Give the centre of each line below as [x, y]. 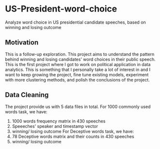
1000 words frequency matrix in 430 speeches [59, 121]
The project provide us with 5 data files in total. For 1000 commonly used [78, 107]
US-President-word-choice [61, 9]
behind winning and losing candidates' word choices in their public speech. [80, 59]
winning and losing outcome [33, 27]
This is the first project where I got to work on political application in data [78, 64]
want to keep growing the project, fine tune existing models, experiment [77, 74]
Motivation [22, 43]
